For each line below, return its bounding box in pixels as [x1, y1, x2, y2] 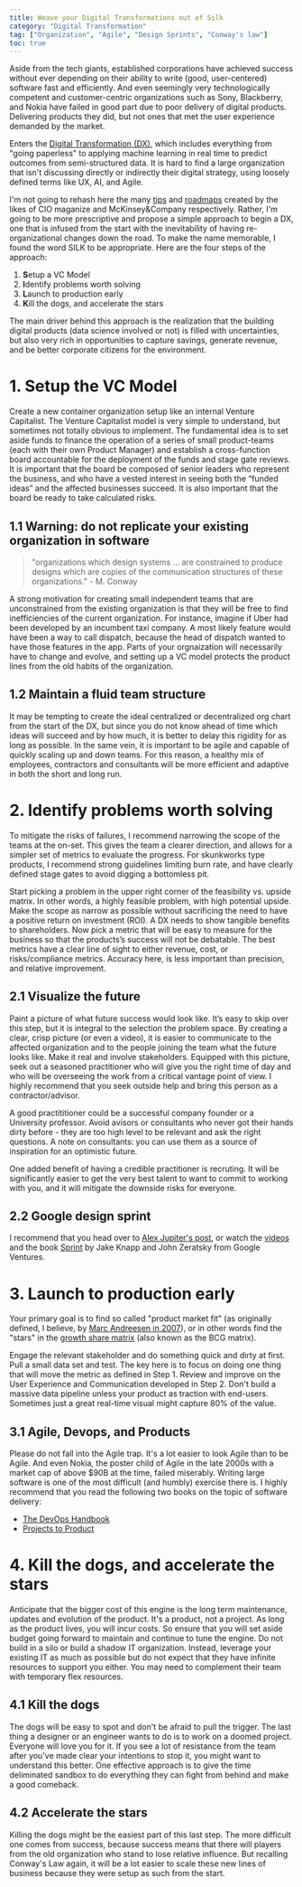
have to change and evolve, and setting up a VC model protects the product [9, 652, 291, 662]
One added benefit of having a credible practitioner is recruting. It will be [9, 1163, 279, 1174]
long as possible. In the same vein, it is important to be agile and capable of [9, 739, 290, 750]
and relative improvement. [9, 962, 106, 973]
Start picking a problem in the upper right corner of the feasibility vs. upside [9, 886, 291, 897]
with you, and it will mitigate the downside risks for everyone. [9, 1182, 237, 1193]
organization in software [9, 532, 151, 548]
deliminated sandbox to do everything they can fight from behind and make [9, 1769, 289, 1780]
